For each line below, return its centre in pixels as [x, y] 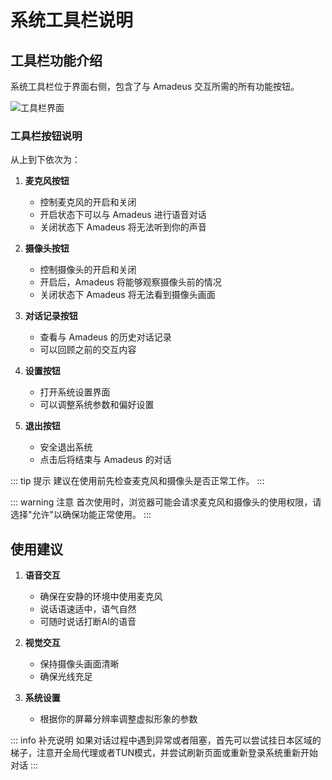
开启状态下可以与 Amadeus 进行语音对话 [123, 215]
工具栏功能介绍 [56, 60]
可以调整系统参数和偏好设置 [97, 405]
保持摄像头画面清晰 [79, 664]
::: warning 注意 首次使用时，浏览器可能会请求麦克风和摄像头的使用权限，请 [166, 502]
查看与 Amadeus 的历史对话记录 [105, 337]
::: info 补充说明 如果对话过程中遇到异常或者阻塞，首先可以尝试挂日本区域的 [166, 740]
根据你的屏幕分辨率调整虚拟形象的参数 [118, 719]
